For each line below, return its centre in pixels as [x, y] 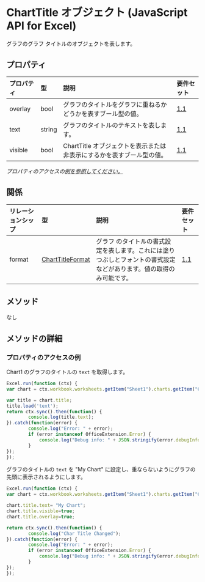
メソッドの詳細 [34, 338]
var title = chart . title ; [39, 400]
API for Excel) [41, 26]
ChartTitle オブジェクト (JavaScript [97, 13]
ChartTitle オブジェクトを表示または [115, 145]
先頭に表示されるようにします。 [46, 477]
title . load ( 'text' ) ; [33, 406]
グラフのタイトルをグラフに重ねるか [115, 105]
